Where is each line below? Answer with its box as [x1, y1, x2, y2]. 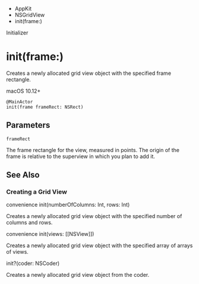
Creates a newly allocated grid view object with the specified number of [6, 213, 182, 220]
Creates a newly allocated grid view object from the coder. [6, 272, 150, 279]
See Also [6, 170, 40, 180]
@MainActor [6, 99, 33, 105]
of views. [6, 248, 29, 255]
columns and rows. [6, 219, 53, 226]
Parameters [6, 120, 50, 130]
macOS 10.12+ [6, 87, 41, 94]
